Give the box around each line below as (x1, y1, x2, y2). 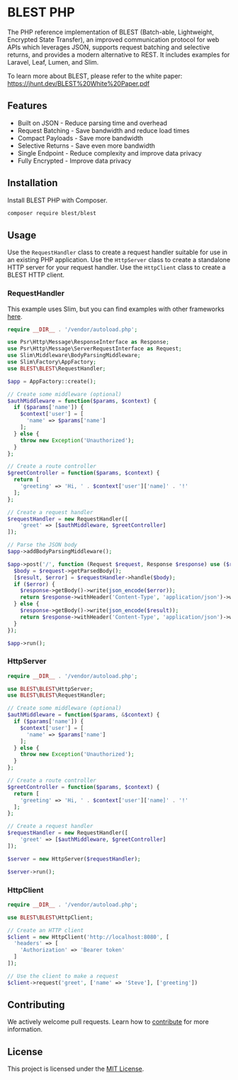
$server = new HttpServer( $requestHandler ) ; (7, 855, 141, 863)
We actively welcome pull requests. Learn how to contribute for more (7, 1018, 209, 1026)
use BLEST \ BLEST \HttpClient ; (7, 914, 93, 921)
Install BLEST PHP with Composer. (7, 196, 108, 204)
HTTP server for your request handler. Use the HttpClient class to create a (7, 263, 226, 272)
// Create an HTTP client (7, 927, 84, 934)
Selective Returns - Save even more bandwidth (17, 141, 156, 150)
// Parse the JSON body (7, 541, 78, 549)
